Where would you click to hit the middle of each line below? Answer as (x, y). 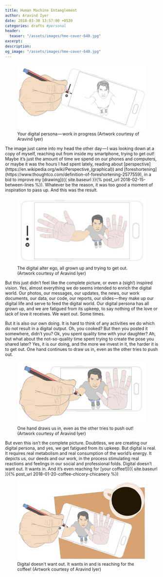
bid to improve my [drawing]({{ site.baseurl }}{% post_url (62, 179)
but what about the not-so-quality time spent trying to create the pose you (80, 339)
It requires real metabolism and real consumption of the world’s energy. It (78, 453)
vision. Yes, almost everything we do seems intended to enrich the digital (78, 288)
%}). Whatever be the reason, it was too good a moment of (94, 185)
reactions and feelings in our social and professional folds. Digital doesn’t (79, 464)
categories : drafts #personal (36, 26)
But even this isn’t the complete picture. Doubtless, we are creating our (76, 443)
